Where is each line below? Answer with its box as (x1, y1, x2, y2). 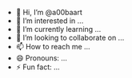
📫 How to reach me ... (15, 42, 90, 51)
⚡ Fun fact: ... (15, 62, 60, 72)
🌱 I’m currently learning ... (15, 25, 102, 33)
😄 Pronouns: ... (15, 53, 68, 63)
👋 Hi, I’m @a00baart (15, 8, 82, 17)
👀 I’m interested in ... (15, 16, 84, 25)
